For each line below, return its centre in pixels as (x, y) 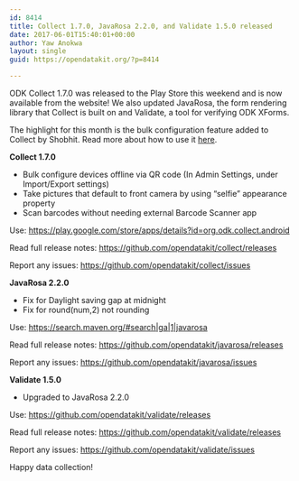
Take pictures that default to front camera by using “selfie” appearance (154, 194)
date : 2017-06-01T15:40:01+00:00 (72, 34)
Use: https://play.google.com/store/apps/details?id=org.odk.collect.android (150, 230)
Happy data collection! (51, 467)
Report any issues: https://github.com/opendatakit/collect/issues (130, 265)
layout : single (38, 51)
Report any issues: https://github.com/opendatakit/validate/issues (132, 449)
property (39, 203)
